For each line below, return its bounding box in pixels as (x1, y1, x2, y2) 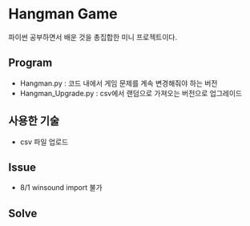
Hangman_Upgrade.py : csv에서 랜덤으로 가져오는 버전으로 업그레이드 (19, 88, 243, 98)
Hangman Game (8, 5, 118, 23)
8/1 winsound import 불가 (19, 183, 103, 192)
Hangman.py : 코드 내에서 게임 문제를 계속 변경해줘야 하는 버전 (19, 78, 218, 88)
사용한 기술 (8, 114, 60, 128)
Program (8, 56, 53, 70)
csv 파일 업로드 (19, 137, 69, 147)
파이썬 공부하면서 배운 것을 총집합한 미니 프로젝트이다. (8, 32, 178, 42)
